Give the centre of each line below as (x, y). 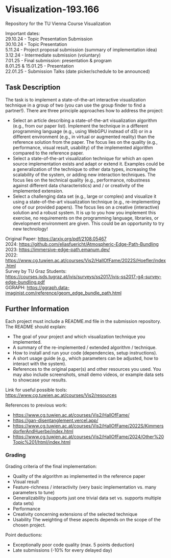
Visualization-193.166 (52, 9)
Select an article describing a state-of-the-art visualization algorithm (85, 120)
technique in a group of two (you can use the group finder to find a (76, 105)
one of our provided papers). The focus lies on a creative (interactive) (86, 207)
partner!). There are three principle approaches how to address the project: (84, 110)
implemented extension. (38, 191)
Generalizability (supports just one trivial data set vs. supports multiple (87, 498)
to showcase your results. (40, 380)
